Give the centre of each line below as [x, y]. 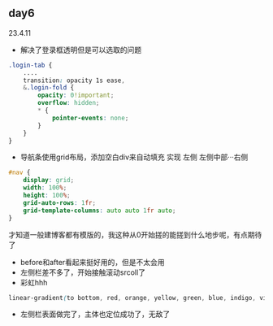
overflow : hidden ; [69, 103]
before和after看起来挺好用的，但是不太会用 [92, 262]
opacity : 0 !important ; [76, 96]
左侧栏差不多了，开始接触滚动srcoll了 [83, 272]
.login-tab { [30, 65]
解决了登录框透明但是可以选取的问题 [81, 50]
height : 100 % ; [47, 196]
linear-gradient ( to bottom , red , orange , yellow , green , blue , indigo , [132, 298]
